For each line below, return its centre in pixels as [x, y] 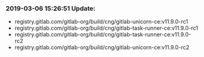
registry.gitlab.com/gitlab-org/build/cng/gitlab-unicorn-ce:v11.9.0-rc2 [102, 47]
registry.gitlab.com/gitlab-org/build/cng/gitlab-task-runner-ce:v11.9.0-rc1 [106, 28]
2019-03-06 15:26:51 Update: [51, 8]
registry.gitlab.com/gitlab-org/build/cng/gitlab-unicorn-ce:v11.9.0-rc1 [101, 22]
